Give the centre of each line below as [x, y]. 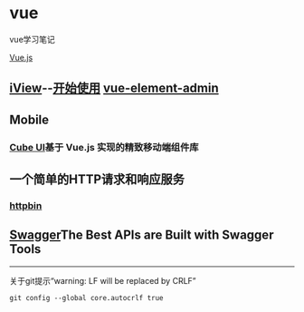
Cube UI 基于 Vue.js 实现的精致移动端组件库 [104, 147]
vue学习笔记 [33, 39]
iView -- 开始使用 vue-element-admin [114, 88]
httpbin [26, 205]
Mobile [29, 119]
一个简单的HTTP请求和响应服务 [97, 180]
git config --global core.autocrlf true [87, 297]
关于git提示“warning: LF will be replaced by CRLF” [103, 280]
